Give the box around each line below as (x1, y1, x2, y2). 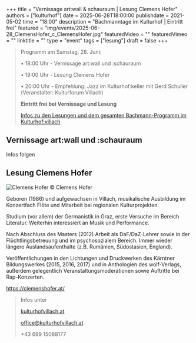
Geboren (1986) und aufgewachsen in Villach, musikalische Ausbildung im (6, 195, 186, 202)
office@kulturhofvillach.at (20, 319, 84, 326)
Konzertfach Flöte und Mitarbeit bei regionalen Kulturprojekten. (6, 201, 160, 208)
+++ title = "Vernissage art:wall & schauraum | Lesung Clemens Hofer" (6, 6, 178, 12)
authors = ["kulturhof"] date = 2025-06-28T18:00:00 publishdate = (6, 12, 170, 19)
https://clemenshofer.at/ (6, 285, 65, 292)
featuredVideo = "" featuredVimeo (104, 31, 188, 38)
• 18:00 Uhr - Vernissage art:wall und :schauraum (20, 60, 141, 67)
